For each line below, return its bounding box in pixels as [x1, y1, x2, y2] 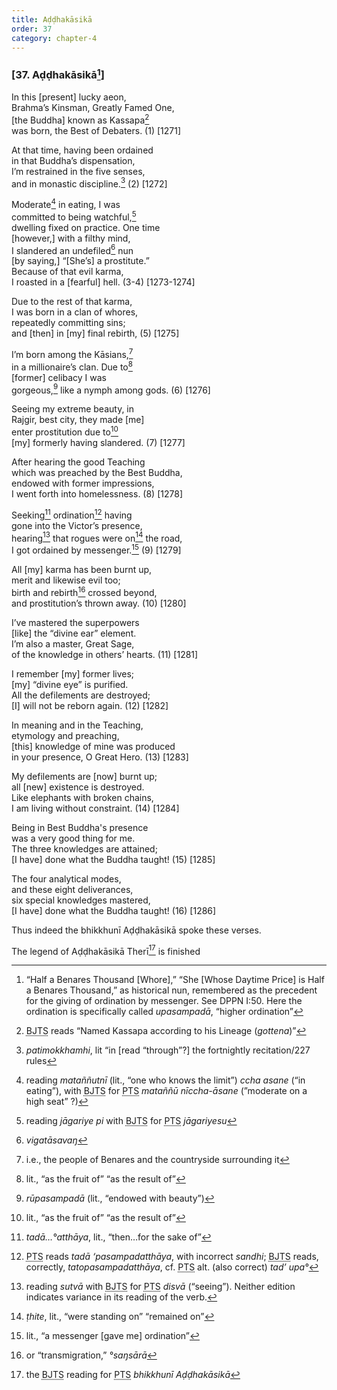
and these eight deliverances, [11, 883, 134, 895]
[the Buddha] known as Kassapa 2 [11, 112, 150, 126]
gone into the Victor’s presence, [11, 519, 143, 531]
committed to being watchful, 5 [11, 209, 137, 223]
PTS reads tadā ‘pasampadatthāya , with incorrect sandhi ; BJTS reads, [25, 1251, 319, 1263]
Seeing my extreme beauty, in [11, 403, 135, 415]
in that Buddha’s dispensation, [11, 154, 136, 166]
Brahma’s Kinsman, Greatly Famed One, [11, 102, 175, 114]
